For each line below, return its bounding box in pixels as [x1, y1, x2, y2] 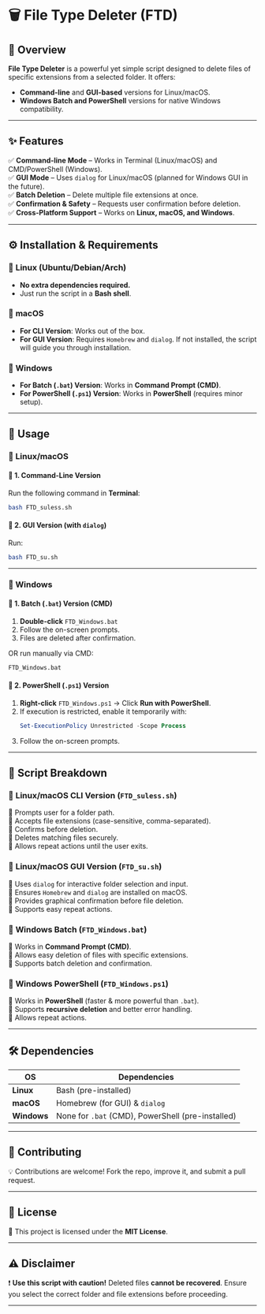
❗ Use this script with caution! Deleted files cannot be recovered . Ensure [8, 1279, 247, 1288]
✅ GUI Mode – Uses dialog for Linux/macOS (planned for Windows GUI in [8, 173, 248, 182]
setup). [19, 398, 43, 407]
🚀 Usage [8, 427, 50, 441]
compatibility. [19, 104, 64, 114]
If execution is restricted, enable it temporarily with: [19, 707, 187, 716]
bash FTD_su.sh [8, 553, 58, 561]
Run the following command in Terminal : [8, 488, 140, 498]
